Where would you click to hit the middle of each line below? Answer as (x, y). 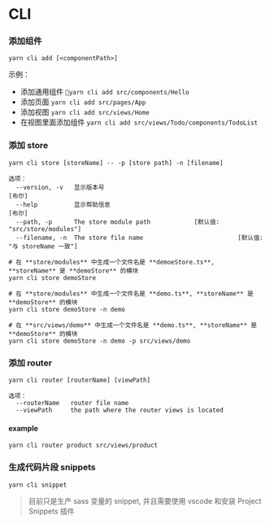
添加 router (30, 363)
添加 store (28, 146)
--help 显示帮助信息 (63, 204)
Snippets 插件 (51, 511)
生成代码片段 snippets (52, 467)
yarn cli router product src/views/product (83, 445)
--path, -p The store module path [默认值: (118, 222)
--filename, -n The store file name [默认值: (140, 238)
